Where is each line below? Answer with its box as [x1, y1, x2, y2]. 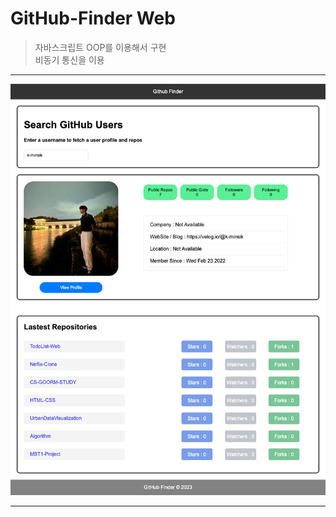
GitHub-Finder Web [10, 7, 176, 30]
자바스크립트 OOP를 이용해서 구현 [34, 41, 167, 53]
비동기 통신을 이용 [34, 53, 105, 66]
